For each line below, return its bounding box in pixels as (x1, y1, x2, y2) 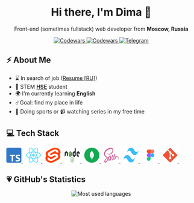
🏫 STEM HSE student (14, 83, 67, 90)
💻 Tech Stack (6, 129, 60, 139)
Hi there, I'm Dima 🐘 (51, 5, 152, 19)
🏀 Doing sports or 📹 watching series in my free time (14, 108, 145, 115)
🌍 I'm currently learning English (14, 89, 96, 97)
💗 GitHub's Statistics (6, 174, 86, 184)
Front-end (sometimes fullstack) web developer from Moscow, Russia (14, 25, 189, 32)
